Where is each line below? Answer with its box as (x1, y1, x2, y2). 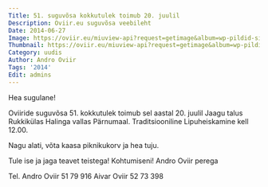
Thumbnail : (8, 41, 45, 49)
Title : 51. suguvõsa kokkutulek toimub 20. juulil (8, 11, 180, 20)
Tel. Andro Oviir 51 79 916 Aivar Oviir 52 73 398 (8, 171, 164, 181)
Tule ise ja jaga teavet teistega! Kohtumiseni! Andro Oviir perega (8, 156, 219, 166)
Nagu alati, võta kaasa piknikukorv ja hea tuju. (8, 140, 160, 150)
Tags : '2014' (8, 64, 52, 72)
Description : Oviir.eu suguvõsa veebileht (8, 19, 152, 27)
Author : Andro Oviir (8, 56, 77, 64)
